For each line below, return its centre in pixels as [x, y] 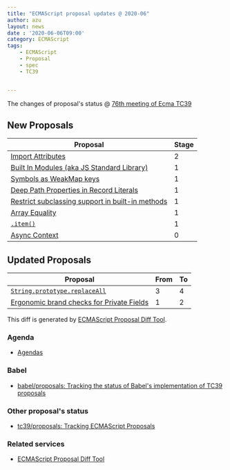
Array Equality [33, 213]
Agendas [30, 352]
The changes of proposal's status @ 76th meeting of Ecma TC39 [99, 103]
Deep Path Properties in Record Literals [74, 190]
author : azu [24, 20]
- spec [29, 65]
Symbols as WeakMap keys [55, 179]
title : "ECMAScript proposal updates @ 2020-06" [78, 14]
